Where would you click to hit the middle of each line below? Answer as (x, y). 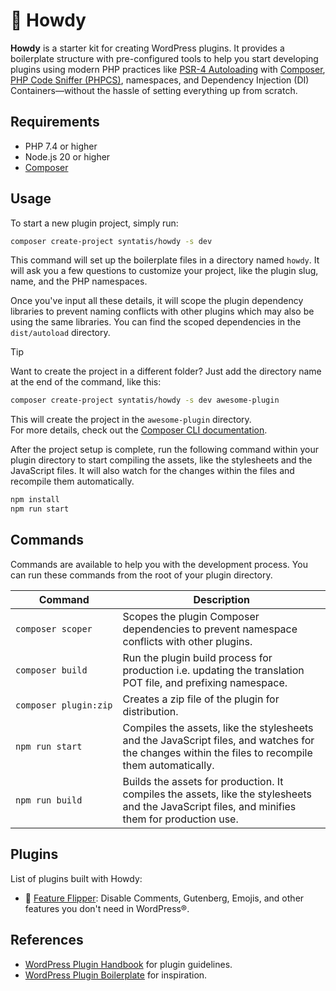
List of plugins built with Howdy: (76, 878)
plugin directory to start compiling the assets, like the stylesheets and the (161, 460)
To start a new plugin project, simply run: (94, 223)
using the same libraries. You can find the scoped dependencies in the (156, 322)
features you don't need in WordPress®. (107, 908)
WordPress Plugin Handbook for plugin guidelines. (128, 964)
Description (221, 599)
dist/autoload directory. (60, 333)
